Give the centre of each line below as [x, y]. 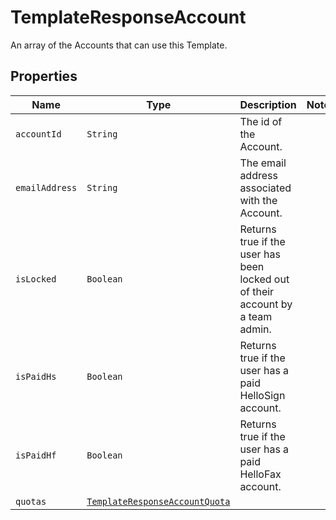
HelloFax [260, 474]
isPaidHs [36, 376]
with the [258, 200]
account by [266, 304]
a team [256, 316]
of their [257, 291]
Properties [44, 76]
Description [268, 104]
